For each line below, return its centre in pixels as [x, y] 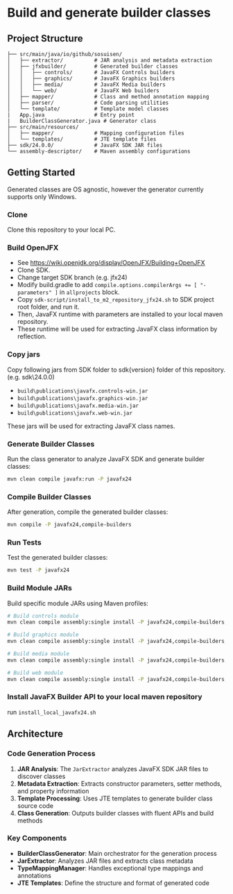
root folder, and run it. [48, 307]
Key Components [37, 839]
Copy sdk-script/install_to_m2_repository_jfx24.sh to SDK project [115, 300]
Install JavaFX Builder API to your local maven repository [105, 697]
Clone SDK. [34, 270]
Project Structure [45, 38]
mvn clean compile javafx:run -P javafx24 [69, 479]
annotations [34, 875]
